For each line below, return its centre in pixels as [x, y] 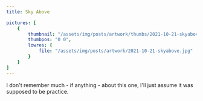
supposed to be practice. [37, 91]
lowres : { [40, 45]
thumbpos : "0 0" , [50, 40]
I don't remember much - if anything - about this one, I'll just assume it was [100, 85]
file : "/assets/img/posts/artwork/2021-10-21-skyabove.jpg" [116, 51]
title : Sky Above [28, 12]
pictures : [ [21, 23]
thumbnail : [42, 34]
